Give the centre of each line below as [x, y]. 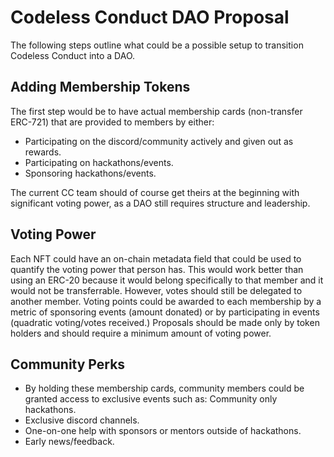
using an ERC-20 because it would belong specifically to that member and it [167, 280]
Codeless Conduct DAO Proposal [150, 17]
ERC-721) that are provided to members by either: [112, 122]
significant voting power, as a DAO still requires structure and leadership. [160, 203]
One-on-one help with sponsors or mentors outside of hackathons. [163, 431]
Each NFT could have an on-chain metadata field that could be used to [156, 258]
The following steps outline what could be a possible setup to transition [157, 45]
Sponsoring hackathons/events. [90, 173]
